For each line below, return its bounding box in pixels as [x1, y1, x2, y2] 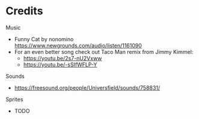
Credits [5, 4, 43, 18]
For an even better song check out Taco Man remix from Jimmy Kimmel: [14, 48, 194, 55]
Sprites [5, 96, 23, 103]
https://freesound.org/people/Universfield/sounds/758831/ [14, 84, 161, 91]
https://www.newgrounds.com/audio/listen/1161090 [14, 42, 142, 49]
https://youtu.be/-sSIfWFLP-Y [23, 61, 97, 68]
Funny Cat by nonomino [14, 35, 74, 42]
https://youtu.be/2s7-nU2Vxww [23, 54, 102, 62]
